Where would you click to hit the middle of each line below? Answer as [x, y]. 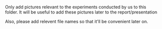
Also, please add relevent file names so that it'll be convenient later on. [77, 22]
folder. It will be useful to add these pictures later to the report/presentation [81, 12]
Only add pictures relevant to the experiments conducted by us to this [76, 7]
